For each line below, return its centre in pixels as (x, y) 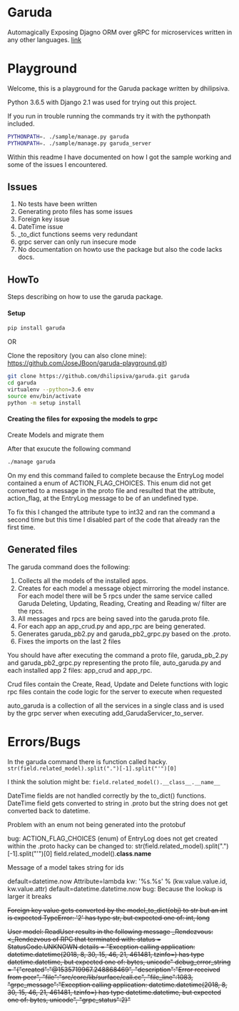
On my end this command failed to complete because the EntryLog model (116, 475)
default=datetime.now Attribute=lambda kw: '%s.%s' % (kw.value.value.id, (117, 881)
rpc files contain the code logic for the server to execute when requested (115, 691)
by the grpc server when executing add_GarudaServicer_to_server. (106, 713)
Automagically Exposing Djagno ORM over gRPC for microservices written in (120, 32)
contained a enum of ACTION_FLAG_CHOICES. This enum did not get (110, 483)
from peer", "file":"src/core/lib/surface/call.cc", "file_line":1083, (101, 977)
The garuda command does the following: (69, 567)
